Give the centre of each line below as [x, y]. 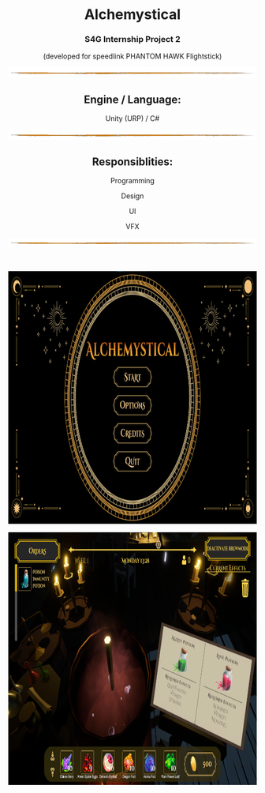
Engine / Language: [132, 100]
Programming [132, 181]
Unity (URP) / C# [132, 118]
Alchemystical [132, 15]
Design [132, 196]
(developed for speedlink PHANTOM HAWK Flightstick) [132, 56]
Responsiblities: [132, 162]
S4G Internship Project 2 [132, 39]
